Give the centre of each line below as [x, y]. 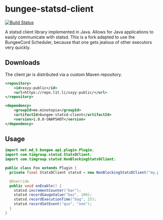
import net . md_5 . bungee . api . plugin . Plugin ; [50, 150]
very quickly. [18, 47]
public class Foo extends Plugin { [41, 168]
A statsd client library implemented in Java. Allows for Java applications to [79, 32]
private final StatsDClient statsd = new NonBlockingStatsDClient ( [79, 172]
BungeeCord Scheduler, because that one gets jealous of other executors [79, 42]
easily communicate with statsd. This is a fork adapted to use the [70, 37]
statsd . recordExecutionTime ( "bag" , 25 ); [55, 200]
